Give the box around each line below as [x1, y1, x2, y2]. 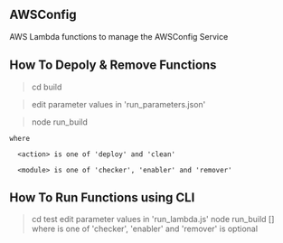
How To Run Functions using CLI [9, 190, 195, 206]
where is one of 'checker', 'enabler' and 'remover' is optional [31, 223, 259, 234]
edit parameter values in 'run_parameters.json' [31, 98, 206, 109]
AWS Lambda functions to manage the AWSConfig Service [9, 31, 229, 42]
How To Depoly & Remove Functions [9, 58, 217, 73]
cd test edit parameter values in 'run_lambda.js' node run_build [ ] [31, 214, 275, 225]
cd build [31, 81, 62, 92]
